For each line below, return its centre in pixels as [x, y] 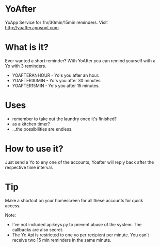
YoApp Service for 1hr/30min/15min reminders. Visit [56, 22]
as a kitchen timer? [31, 124]
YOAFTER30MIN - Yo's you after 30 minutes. [57, 80]
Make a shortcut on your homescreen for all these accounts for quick [74, 200]
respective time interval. [29, 167]
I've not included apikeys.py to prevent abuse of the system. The [77, 224]
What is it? [27, 47]
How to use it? [34, 149]
